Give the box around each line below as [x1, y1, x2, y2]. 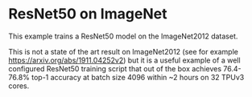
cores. [8, 81, 30, 91]
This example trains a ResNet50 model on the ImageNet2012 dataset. [8, 31, 238, 41]
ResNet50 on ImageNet [8, 5, 167, 23]
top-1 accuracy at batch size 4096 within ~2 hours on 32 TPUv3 [31, 72, 245, 82]
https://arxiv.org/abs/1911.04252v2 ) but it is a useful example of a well [8, 55, 241, 65]
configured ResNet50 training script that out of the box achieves [8, 63, 222, 73]
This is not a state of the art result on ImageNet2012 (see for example [8, 46, 239, 56]
